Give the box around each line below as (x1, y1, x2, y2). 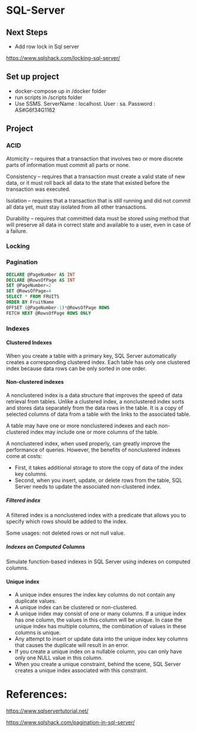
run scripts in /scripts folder (14, 93, 83, 101)
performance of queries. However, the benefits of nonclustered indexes (6, 446, 181, 453)
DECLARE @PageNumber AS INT (6, 272, 76, 277)
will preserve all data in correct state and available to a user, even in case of (6, 221, 191, 228)
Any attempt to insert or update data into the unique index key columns (14, 635, 188, 642)
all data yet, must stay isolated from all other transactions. (6, 203, 147, 210)
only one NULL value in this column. (14, 654, 103, 661)
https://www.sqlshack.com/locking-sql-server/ (6, 55, 120, 61)
